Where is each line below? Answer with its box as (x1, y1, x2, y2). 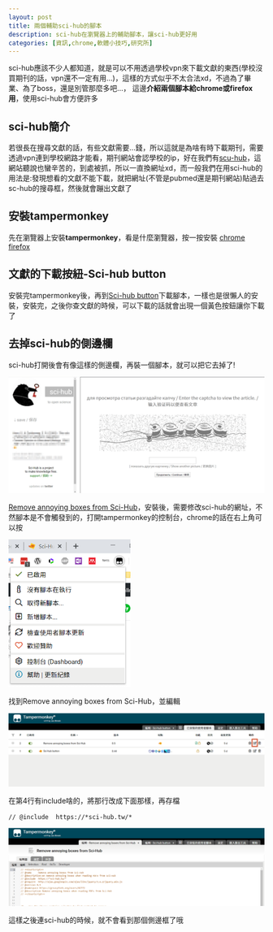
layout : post (8, 13, 53, 21)
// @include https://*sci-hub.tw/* (8, 813, 132, 821)
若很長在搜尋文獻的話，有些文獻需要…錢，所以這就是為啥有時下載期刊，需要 (8, 143, 264, 153)
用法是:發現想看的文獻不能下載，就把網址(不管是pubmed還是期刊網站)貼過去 (8, 173, 264, 183)
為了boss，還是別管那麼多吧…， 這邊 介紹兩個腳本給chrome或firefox (22, 84, 253, 93)
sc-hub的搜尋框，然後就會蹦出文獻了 (8, 184, 132, 193)
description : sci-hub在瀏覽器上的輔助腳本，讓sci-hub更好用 (8, 30, 197, 38)
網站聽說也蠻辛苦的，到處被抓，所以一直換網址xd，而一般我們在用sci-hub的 (8, 163, 263, 173)
